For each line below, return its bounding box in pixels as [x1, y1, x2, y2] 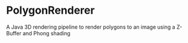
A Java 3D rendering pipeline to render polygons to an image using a [6, 23, 175, 30]
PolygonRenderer [6, 4, 95, 17]
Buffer [6, 29, 22, 36]
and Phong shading [23, 29, 70, 36]
